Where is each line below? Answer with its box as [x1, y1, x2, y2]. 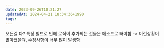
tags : [5, 16, 17, 21]
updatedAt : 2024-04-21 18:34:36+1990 [5, 12, 84, 17]
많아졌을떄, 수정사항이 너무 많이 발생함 [5, 37, 80, 43]
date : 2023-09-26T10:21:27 [5, 7, 62, 12]
